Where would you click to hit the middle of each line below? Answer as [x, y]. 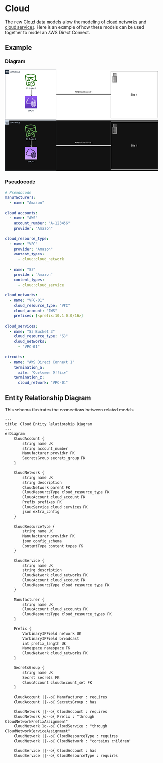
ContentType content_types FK [53, 546]
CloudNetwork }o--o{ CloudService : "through [61, 726]
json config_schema [42, 541]
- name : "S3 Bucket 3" [32, 331]
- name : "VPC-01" [27, 300]
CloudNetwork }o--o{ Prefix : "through [54, 716]
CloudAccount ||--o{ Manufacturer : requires [61, 697]
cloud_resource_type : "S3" [41, 336]
